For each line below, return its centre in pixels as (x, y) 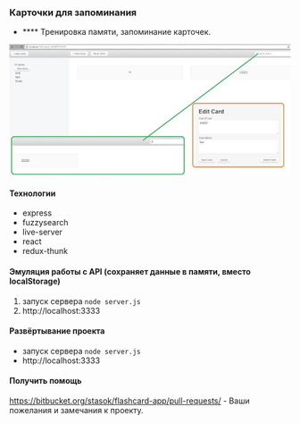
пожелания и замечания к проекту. (77, 411)
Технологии (33, 193)
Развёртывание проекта (57, 331)
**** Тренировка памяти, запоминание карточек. (117, 32)
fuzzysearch (45, 223)
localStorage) (35, 281)
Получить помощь (46, 381)
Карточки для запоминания (73, 13)
